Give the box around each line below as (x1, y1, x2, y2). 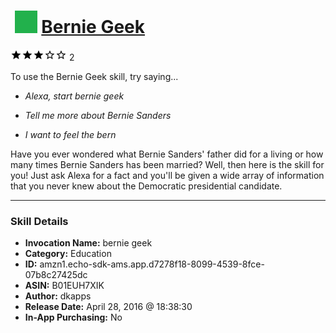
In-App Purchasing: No (24, 311, 123, 324)
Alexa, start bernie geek (24, 90, 125, 102)
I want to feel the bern (24, 128, 117, 140)
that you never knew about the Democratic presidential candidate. (10, 180, 283, 192)
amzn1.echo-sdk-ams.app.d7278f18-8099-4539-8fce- (39, 258, 265, 270)
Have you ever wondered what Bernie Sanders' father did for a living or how (10, 148, 324, 160)
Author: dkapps (24, 290, 92, 302)
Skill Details (10, 214, 69, 228)
